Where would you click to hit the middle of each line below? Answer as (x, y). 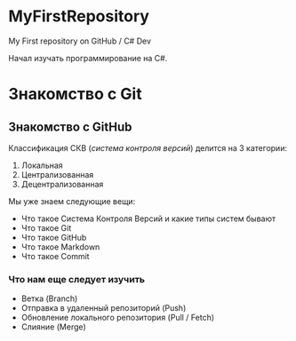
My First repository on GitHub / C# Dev (80, 41)
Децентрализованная (62, 184)
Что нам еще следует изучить (77, 279)
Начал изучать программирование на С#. (88, 58)
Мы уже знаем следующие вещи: (72, 201)
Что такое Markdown (60, 247)
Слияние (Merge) (53, 327)
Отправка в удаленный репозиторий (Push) (104, 308)
